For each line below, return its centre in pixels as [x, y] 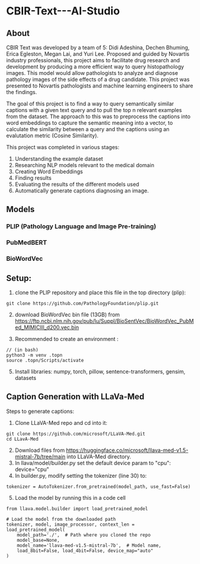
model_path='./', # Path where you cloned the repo [84, 535]
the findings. [22, 92]
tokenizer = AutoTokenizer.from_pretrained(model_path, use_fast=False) [99, 487]
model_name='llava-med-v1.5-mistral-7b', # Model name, [89, 545]
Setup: [19, 278]
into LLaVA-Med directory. [99, 456]
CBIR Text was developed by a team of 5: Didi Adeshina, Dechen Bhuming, [98, 47]
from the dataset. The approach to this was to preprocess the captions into [99, 116]
